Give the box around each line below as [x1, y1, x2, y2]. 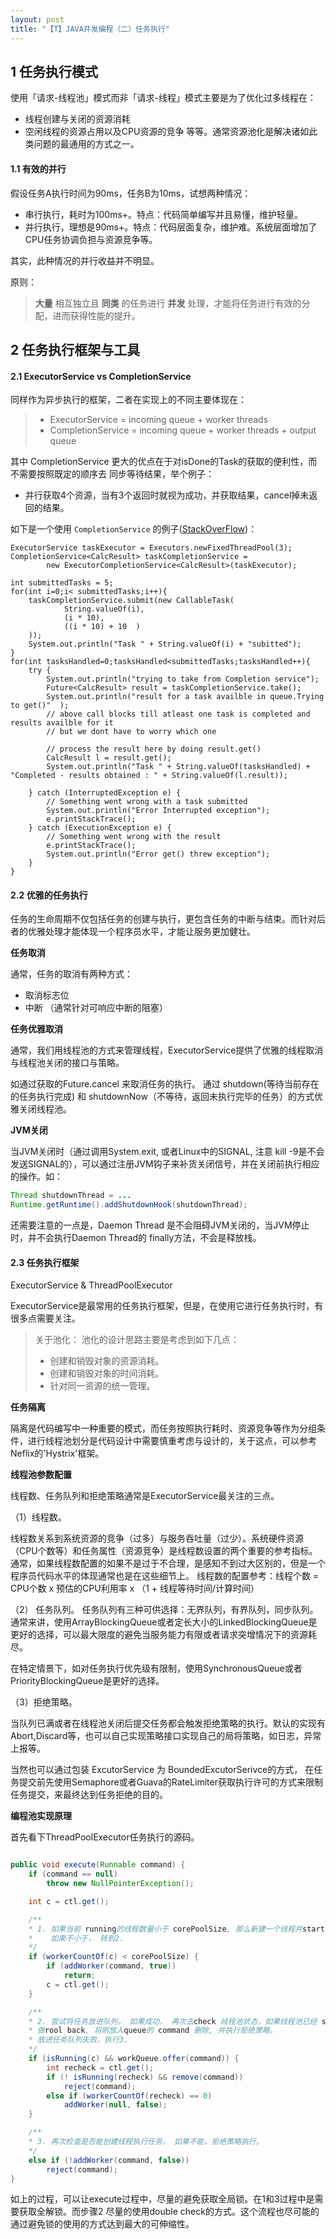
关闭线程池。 [18, 1103, 72, 1115]
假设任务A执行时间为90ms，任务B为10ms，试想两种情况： [10, 187, 252, 199]
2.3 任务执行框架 [10, 1256, 80, 1268]
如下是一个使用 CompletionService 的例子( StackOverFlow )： [10, 523, 258, 535]
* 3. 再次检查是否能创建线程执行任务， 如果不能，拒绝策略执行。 [28, 2137, 264, 2147]
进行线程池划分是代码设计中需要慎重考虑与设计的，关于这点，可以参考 [27, 1435, 317, 1447]
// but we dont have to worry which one [46, 727, 217, 737]
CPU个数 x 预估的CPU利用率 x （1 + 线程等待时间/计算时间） [10, 1582, 260, 1595]
